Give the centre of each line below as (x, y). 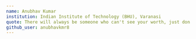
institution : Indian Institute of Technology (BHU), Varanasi (84, 17)
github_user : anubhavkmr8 (38, 27)
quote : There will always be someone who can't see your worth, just (93, 22)
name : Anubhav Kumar (31, 11)
